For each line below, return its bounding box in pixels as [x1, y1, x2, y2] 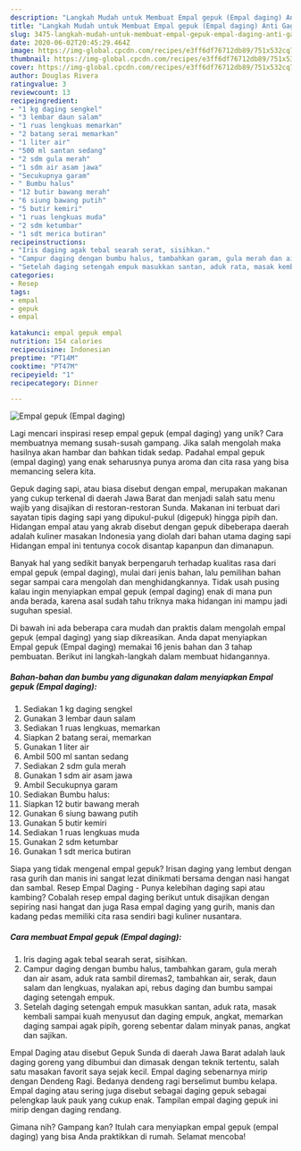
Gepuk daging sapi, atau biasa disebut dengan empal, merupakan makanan [10, 484, 288, 495]
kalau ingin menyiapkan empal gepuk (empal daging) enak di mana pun [10, 587, 273, 597]
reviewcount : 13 [10, 88, 71, 97]
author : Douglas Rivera [10, 72, 99, 80]
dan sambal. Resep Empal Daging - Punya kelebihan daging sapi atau [10, 883, 266, 893]
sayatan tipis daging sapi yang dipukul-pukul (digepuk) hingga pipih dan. [10, 512, 279, 523]
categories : [10, 271, 54, 280]
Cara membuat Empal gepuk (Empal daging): [10, 931, 182, 942]
